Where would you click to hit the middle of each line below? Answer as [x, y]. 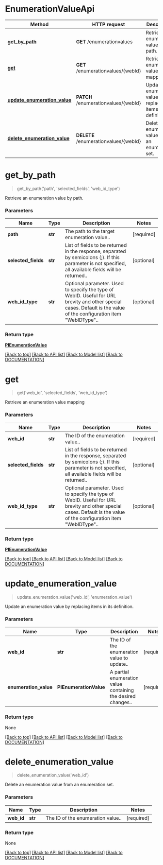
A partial [120, 672]
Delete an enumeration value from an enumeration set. [59, 785]
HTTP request [108, 24]
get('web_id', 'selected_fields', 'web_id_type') [62, 393]
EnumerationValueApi [50, 9]
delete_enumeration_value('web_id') [53, 775]
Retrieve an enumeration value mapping [45, 402]
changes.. [121, 702]
